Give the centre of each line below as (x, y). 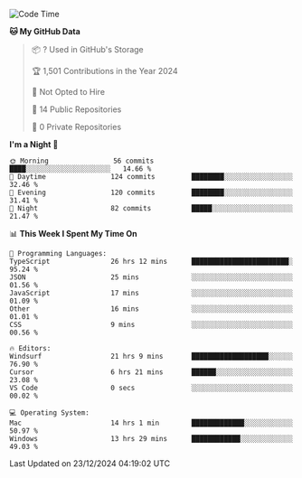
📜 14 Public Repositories (76, 109)
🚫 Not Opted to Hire (68, 92)
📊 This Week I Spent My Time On (73, 234)
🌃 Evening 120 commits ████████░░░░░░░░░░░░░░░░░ (151, 192)
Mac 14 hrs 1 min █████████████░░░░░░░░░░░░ (151, 423)
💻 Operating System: (50, 413)
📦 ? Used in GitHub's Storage (88, 49)
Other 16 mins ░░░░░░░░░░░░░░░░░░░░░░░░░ (151, 309)
